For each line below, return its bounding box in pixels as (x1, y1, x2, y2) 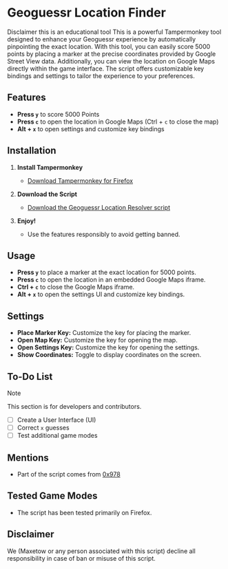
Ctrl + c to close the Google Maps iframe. (17, 283, 135, 291)
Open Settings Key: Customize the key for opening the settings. (17, 343, 200, 351)
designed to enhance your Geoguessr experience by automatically (7, 35, 196, 43)
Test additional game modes (17, 432, 98, 440)
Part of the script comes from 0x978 (17, 470, 121, 478)
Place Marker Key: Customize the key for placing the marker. (17, 329, 191, 337)
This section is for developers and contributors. (7, 403, 142, 410)
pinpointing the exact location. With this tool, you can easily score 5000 (7, 42, 211, 50)
